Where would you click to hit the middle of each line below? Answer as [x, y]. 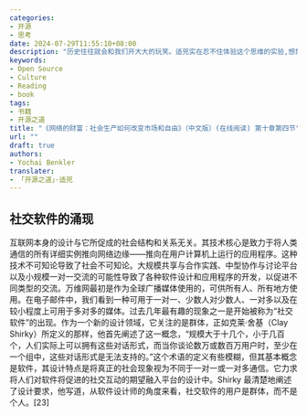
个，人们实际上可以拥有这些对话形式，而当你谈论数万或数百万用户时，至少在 [153, 346]
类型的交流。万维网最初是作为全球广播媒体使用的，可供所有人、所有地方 [153, 288]
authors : [26, 154]
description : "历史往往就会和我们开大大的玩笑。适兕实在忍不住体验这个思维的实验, [149, 52]
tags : [20, 103]
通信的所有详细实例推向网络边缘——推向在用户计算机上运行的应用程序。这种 [153, 254]
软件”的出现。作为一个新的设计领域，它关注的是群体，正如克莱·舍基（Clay [149, 323]
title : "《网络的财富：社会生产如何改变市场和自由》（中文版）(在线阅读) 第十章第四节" [155, 129]
